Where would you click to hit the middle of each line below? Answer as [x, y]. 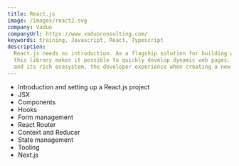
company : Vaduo [30, 27]
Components [37, 102]
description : [27, 47]
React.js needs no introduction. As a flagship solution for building [121, 54]
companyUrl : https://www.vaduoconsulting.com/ [78, 34]
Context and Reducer [49, 132]
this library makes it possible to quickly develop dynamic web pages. [122, 60]
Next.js [28, 155]
